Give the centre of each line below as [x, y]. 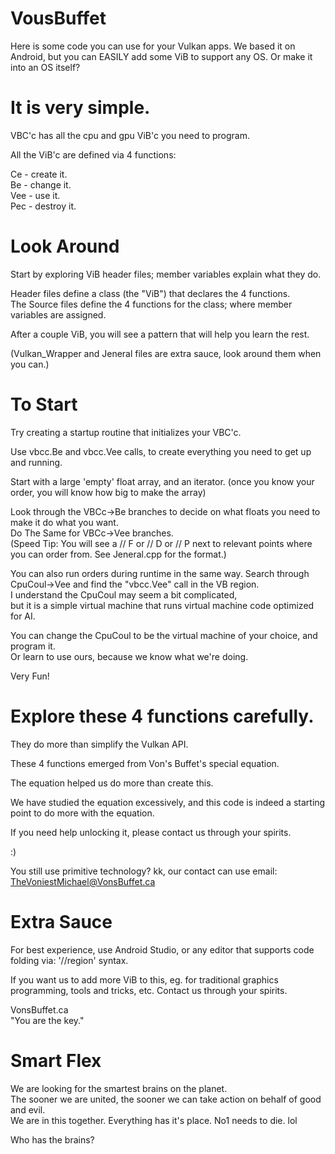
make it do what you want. [64, 522]
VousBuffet [58, 18]
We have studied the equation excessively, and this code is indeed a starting [168, 802]
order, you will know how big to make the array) [108, 492]
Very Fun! [30, 676]
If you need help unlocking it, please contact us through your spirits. [151, 832]
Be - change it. [41, 184]
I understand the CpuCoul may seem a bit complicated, [124, 594]
